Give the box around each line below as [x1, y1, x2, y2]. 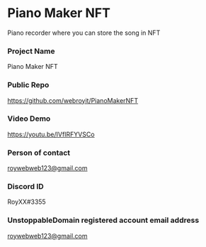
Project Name [7, 46, 55, 56]
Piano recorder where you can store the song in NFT [7, 28, 161, 37]
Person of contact [7, 148, 71, 158]
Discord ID [7, 182, 44, 192]
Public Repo [7, 80, 50, 90]
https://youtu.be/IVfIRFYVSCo [7, 130, 95, 138]
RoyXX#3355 [7, 197, 46, 207]
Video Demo [7, 114, 51, 123]
